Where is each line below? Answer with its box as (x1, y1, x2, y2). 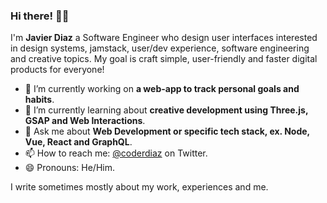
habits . (24, 94, 55, 106)
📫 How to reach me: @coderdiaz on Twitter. (24, 147, 208, 159)
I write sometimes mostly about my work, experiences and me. (10, 181, 269, 193)
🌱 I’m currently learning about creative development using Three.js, (24, 104, 309, 116)
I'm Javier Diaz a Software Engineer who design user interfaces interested (10, 32, 318, 44)
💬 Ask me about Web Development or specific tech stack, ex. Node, (24, 125, 310, 138)
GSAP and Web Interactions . (24, 115, 146, 127)
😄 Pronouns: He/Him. (24, 162, 115, 174)
